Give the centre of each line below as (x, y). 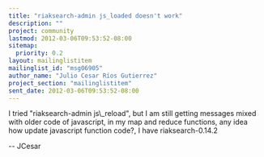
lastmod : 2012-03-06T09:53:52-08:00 (70, 38)
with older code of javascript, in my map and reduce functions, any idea (128, 122)
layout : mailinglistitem (50, 61)
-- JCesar (25, 147)
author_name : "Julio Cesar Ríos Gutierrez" (83, 76)
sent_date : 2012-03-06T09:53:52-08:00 (74, 91)
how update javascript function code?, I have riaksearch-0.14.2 (113, 130)
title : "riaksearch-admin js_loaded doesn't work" (96, 16)
